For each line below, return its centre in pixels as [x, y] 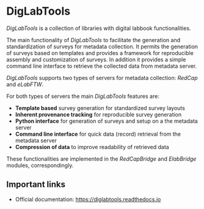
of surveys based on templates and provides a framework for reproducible [100, 53]
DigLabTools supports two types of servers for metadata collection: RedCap [102, 78]
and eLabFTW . [25, 84]
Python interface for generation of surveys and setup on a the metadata [107, 121]
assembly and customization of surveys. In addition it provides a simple [96, 59]
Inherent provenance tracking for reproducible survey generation [98, 114]
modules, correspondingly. [40, 165]
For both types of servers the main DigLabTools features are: [83, 96]
